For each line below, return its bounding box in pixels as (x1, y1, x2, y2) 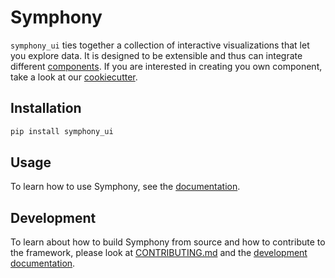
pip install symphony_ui (10, 126, 114, 136)
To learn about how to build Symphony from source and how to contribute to (10, 236, 326, 248)
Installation (10, 100, 82, 117)
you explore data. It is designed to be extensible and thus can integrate (10, 49, 303, 61)
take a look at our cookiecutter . (10, 71, 138, 83)
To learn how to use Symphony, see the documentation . (10, 181, 241, 193)
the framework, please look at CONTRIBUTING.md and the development (10, 247, 308, 259)
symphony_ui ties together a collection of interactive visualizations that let (10, 39, 310, 51)
